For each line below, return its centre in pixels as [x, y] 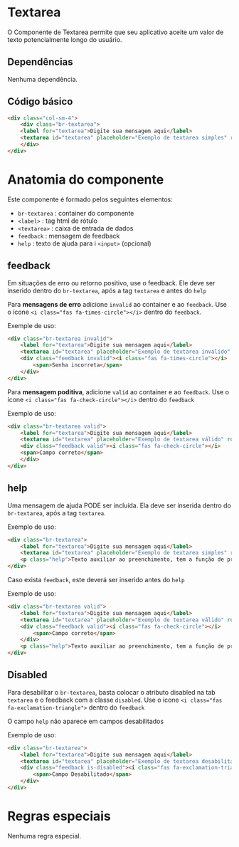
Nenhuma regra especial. [44, 836]
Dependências [40, 62]
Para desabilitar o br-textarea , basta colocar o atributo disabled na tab [111, 692]
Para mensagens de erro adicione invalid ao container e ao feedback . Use [117, 304]
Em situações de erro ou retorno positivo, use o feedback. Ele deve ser [111, 283]
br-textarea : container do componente [76, 213]
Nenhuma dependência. [43, 79]
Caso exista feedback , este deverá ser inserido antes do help [96, 580]
